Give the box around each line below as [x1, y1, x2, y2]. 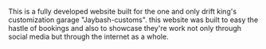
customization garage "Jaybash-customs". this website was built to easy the [8, 15, 259, 24]
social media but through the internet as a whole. [8, 32, 169, 41]
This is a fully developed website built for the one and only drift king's [8, 7, 237, 16]
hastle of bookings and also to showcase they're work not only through [8, 24, 241, 32]
